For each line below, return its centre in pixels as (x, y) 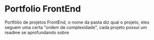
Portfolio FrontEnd (43, 9)
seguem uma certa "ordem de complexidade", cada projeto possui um (76, 27)
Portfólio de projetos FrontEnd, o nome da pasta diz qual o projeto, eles (77, 22)
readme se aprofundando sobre (37, 32)
